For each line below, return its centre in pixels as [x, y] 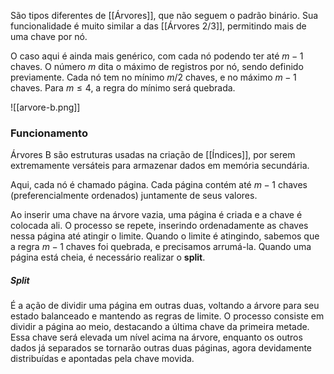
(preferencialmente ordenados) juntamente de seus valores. [134, 196]
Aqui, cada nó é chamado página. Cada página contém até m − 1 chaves [159, 185]
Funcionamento [49, 133]
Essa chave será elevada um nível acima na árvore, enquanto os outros [156, 337]
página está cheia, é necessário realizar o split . [108, 257]
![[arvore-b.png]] [45, 107]
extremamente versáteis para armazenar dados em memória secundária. [160, 166]
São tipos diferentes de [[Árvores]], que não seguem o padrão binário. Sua [164, 15]
